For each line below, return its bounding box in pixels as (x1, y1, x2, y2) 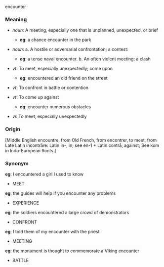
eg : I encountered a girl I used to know (5, 171, 84, 177)
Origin (5, 126, 21, 133)
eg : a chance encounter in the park (19, 37, 91, 43)
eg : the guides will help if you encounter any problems (5, 190, 116, 196)
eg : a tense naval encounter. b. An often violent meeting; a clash (19, 56, 151, 62)
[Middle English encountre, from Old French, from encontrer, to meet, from (5, 137, 157, 143)
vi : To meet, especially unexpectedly (12, 113, 87, 120)
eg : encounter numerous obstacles (19, 104, 91, 110)
